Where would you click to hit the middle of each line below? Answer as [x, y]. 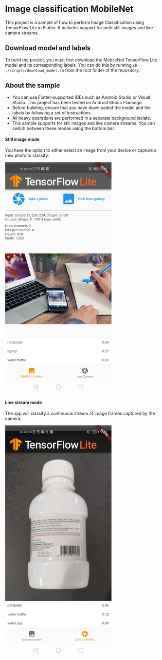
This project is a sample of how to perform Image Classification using [75, 22]
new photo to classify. [27, 155]
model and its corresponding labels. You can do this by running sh [71, 65]
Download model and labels [48, 48]
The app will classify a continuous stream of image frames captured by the [80, 413]
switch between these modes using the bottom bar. [63, 128]
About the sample [33, 85]
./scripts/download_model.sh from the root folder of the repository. [72, 70]
